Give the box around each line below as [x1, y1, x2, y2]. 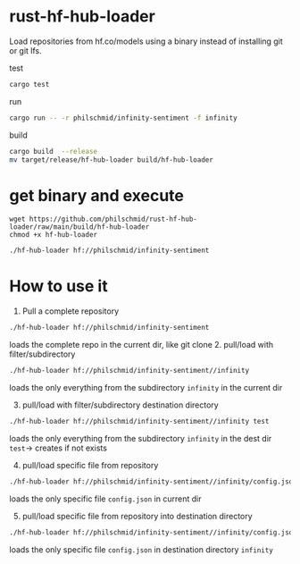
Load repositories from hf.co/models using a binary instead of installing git [9, 36, 283, 46]
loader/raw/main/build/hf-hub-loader [9, 223, 150, 231]
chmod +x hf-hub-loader [9, 231, 98, 240]
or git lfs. [9, 45, 42, 55]
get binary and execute [9, 185, 185, 206]
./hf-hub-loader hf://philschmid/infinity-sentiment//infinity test [9, 417, 270, 425]
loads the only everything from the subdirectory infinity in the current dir [9, 382, 283, 392]
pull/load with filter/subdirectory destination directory [21, 400, 219, 410]
